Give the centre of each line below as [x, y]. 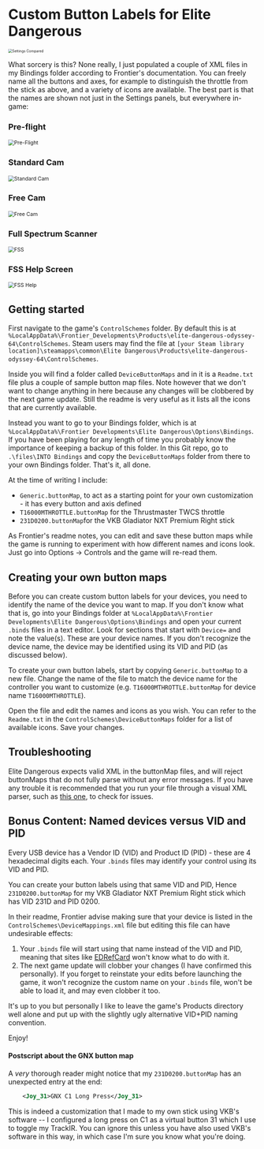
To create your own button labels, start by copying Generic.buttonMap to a [128, 670]
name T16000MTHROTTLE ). [47, 696]
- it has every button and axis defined [80, 504]
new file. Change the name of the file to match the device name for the [123, 679]
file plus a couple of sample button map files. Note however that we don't [127, 382]
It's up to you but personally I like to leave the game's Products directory [126, 1005]
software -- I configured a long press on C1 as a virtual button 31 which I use [132, 1119]
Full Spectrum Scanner [53, 233]
